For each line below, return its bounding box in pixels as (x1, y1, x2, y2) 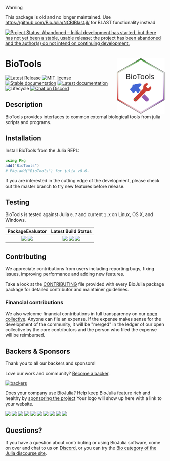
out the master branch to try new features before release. (5, 183, 125, 190)
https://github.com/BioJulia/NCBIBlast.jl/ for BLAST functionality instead (5, 20, 156, 25)
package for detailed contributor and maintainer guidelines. (5, 287, 129, 293)
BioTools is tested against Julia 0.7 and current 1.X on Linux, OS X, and (5, 211, 153, 218)
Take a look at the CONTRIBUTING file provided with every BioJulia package (5, 281, 164, 287)
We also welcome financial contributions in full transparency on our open (5, 311, 158, 317)
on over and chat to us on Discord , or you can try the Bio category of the (5, 445, 157, 451)
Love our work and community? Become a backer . (5, 371, 110, 377)
